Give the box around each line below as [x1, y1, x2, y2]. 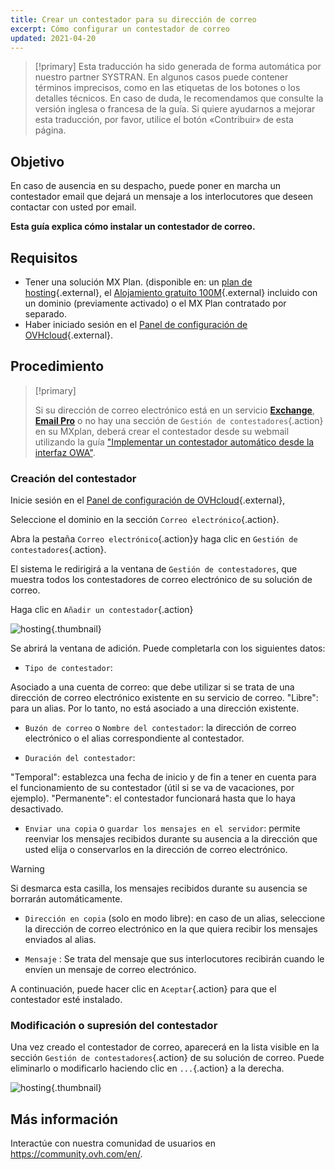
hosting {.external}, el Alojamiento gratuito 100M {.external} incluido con [24, 287, 318, 298]
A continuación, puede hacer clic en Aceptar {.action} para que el [10, 983, 277, 995]
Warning [10, 863, 45, 875]
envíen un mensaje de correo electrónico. [24, 964, 197, 976]
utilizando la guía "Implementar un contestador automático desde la [34, 436, 315, 448]
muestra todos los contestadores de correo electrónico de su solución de [10, 574, 313, 586]
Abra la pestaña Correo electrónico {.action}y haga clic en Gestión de [10, 533, 298, 545]
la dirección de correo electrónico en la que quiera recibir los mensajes [24, 923, 318, 935]
